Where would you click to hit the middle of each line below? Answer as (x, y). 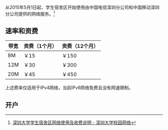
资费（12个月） (80, 46)
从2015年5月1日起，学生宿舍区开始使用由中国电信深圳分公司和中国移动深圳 (82, 7)
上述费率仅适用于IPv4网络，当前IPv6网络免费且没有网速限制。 (69, 88)
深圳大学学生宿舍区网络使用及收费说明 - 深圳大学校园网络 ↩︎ (74, 123)
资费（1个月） (40, 46)
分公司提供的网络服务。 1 (30, 13)
